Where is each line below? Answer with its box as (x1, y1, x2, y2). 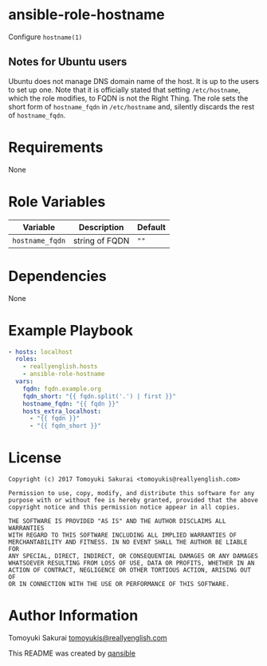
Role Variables (8, 192, 106, 211)
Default (136, 221, 166, 232)
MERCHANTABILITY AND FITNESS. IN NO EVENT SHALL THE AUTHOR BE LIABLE (8, 538, 248, 546)
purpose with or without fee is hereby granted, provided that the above (8, 497, 259, 505)
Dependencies (8, 267, 107, 285)
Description (78, 221, 124, 232)
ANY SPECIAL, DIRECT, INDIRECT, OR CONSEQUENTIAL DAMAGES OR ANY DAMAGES (8, 553, 259, 561)
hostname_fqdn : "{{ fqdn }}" (22, 399, 120, 408)
